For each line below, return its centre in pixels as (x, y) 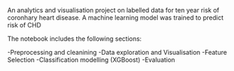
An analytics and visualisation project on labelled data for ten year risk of (113, 10)
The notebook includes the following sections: (75, 39)
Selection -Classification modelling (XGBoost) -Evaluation (91, 60)
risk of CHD (24, 25)
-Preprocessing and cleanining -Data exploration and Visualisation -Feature (117, 52)
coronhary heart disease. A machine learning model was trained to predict (116, 18)
